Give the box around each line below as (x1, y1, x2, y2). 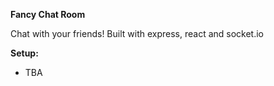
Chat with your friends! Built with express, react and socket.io (10, 28, 265, 39)
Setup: (10, 47, 39, 59)
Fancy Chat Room (10, 9, 86, 20)
